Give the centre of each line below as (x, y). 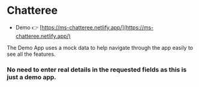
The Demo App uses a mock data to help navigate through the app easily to (100, 47)
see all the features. (31, 54)
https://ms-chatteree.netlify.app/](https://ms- (98, 27)
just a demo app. (31, 77)
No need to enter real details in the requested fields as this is (97, 70)
